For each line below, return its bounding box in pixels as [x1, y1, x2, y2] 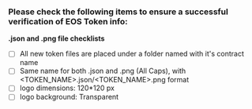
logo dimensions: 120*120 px [19, 83, 115, 93]
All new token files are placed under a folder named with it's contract [19, 49, 245, 59]
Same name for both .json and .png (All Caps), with [19, 66, 186, 76]
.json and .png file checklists [8, 34, 105, 43]
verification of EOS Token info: [8, 16, 128, 27]
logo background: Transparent [19, 93, 119, 102]
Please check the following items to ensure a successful [8, 6, 229, 17]
